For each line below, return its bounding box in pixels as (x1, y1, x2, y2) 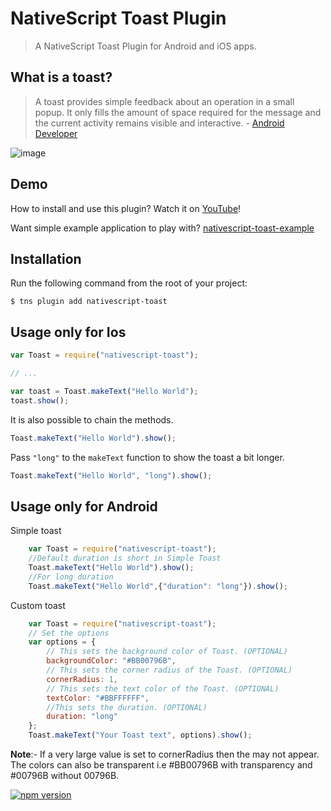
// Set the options (28, 628, 110, 638)
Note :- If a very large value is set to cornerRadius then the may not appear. (10, 748, 320, 760)
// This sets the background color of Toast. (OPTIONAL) (46, 647, 288, 657)
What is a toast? (10, 69, 113, 86)
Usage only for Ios (10, 323, 127, 341)
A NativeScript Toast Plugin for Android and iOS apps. (34, 40, 257, 52)
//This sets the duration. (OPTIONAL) (46, 702, 208, 712)
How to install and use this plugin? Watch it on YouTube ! (10, 202, 242, 214)
